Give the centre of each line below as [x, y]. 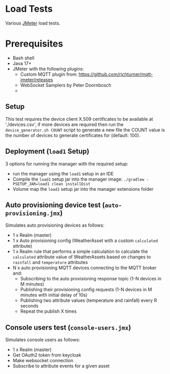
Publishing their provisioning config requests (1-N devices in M [86, 290]
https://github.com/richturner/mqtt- [116, 74]
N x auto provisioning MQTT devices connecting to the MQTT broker [84, 268]
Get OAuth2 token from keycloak [47, 355]
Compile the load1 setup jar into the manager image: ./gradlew [78, 179]
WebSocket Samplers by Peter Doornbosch [66, 85]
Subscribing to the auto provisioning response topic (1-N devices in [91, 279]
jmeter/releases [37, 79]
